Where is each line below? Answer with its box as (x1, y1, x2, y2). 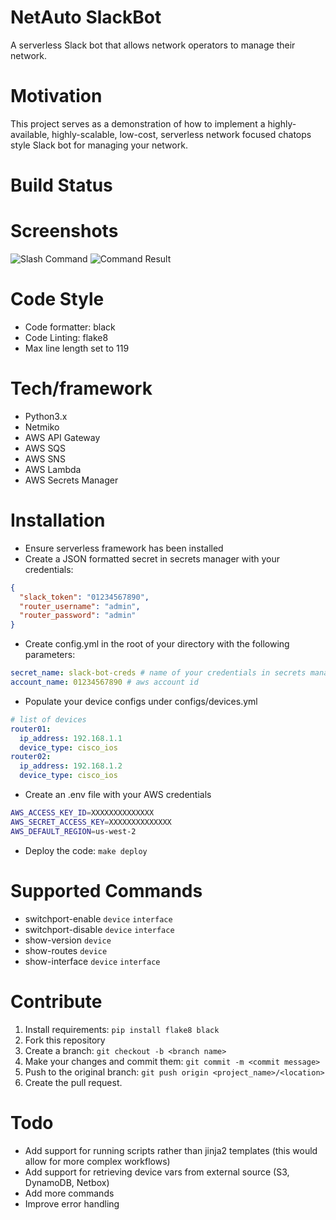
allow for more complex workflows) (24, 1155, 171, 1167)
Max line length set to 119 (24, 342, 130, 354)
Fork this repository (24, 1034, 106, 1046)
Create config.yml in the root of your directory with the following (24, 638, 290, 650)
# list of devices (10, 714, 87, 725)
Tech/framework (10, 377, 153, 400)
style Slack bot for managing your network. (10, 139, 188, 151)
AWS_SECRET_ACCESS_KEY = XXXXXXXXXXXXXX (10, 817, 172, 827)
